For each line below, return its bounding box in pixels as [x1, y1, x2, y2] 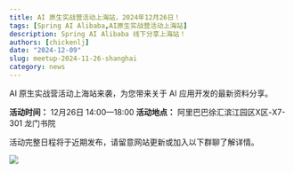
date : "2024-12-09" [9, 46, 82, 55]
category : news [9, 63, 66, 72]
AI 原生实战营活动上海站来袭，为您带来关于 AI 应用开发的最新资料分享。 [9, 88, 274, 98]
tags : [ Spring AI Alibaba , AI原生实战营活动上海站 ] [9, 21, 188, 30]
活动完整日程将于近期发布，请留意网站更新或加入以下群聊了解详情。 [9, 137, 259, 147]
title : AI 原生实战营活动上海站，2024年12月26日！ [9, 12, 181, 22]
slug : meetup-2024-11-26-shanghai [9, 54, 138, 63]
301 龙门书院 [9, 117, 56, 129]
